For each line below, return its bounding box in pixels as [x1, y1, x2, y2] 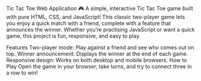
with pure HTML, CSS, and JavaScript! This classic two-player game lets [6, 14, 185, 20]
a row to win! [6, 69, 38, 76]
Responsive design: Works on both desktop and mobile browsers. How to [6, 57, 187, 64]
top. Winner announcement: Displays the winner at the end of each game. [6, 50, 188, 57]
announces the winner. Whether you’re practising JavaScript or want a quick [6, 26, 195, 33]
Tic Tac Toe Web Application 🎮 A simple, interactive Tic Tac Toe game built [6, 5, 193, 12]
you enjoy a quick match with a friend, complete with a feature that [6, 20, 171, 27]
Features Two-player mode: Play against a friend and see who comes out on [6, 44, 194, 51]
